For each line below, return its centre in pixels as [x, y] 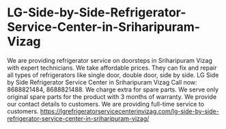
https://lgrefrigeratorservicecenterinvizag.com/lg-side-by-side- [130, 111]
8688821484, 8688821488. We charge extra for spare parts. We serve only [113, 89]
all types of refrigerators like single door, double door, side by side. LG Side [113, 75]
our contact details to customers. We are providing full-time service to [106, 104]
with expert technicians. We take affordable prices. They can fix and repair [112, 68]
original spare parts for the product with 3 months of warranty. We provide [112, 96]
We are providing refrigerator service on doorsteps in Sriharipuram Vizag [110, 60]
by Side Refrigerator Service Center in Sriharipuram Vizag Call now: [102, 82]
